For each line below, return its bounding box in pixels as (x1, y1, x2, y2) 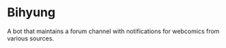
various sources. (7, 34, 55, 42)
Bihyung (7, 5, 56, 20)
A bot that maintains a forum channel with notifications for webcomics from (7, 27, 220, 35)
